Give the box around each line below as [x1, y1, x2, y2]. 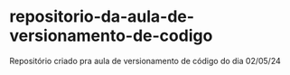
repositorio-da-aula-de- [9, 6, 195, 27]
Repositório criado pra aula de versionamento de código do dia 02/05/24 [9, 55, 282, 66]
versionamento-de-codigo [9, 25, 213, 46]
